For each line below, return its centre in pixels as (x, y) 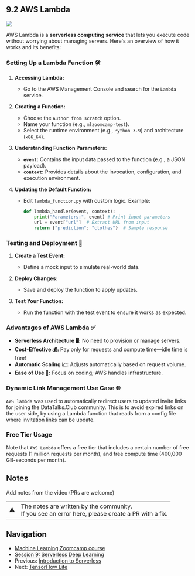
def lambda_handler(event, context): (69, 212)
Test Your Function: (39, 301)
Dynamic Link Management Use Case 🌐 (64, 388)
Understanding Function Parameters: (61, 148)
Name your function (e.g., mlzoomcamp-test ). (76, 124)
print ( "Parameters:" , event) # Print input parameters (102, 217)
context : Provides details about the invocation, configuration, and (102, 172)
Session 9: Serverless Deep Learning (59, 555)
